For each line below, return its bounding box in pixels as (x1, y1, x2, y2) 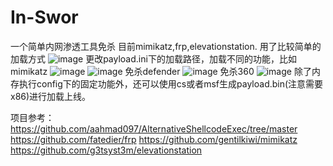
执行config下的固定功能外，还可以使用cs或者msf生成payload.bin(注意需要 (18, 77, 324, 90)
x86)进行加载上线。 (10, 90, 92, 102)
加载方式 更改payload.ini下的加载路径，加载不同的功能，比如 (10, 52, 297, 65)
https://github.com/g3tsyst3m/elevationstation (10, 144, 203, 156)
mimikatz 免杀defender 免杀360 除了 (10, 65, 312, 77)
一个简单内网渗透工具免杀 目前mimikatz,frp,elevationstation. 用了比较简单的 (10, 40, 322, 52)
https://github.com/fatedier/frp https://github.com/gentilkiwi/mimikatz (10, 133, 298, 145)
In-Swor (10, 6, 79, 29)
